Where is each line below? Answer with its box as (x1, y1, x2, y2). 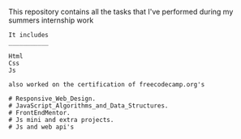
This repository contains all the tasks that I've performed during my (8, 7, 234, 16)
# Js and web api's (8, 123, 75, 131)
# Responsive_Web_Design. (8, 95, 96, 103)
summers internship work (8, 15, 94, 25)
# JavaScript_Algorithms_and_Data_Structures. (8, 102, 169, 110)
